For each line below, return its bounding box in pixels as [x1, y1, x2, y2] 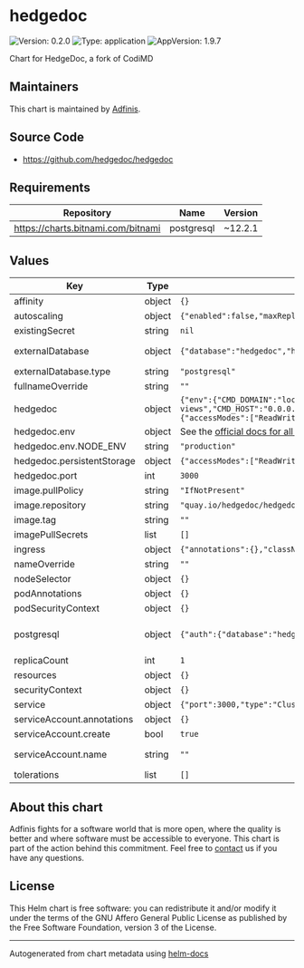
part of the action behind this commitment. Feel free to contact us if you [9, 843, 278, 853]
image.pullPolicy [14, 484, 84, 497]
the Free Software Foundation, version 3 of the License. [9, 922, 217, 933]
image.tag [14, 514, 57, 527]
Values [9, 253, 50, 268]
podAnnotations [14, 587, 82, 600]
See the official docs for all [179, 425, 294, 438]
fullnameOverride [14, 380, 89, 392]
